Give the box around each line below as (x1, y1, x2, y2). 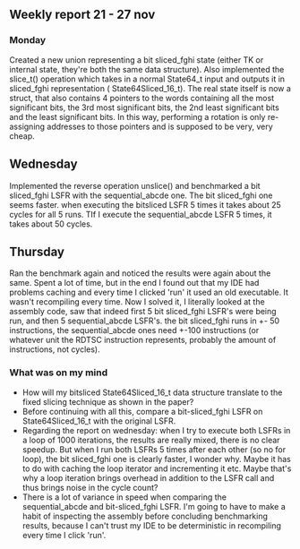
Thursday (9, 244, 65, 259)
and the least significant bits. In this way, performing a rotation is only (9, 111, 266, 122)
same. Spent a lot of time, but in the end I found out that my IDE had (9, 278, 260, 288)
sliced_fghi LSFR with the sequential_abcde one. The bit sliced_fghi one (9, 190, 273, 201)
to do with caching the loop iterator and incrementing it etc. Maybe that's (21, 463, 292, 474)
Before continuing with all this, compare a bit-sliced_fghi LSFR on (21, 406, 263, 416)
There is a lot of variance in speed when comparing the (21, 492, 227, 502)
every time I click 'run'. (21, 529, 107, 540)
